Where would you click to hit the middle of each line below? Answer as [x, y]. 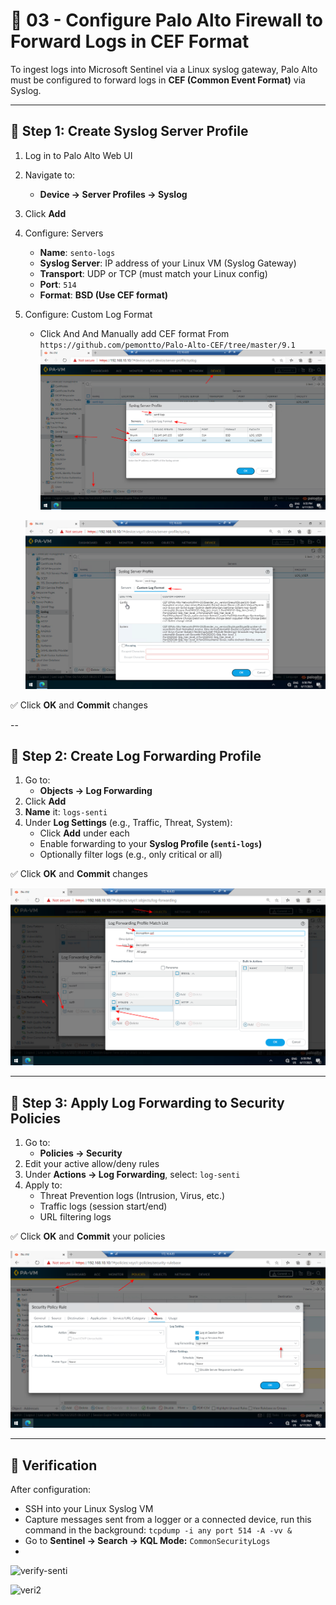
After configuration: [51, 1490]
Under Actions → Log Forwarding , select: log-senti [132, 1175]
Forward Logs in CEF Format [130, 41]
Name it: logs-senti [66, 812]
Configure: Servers [64, 233]
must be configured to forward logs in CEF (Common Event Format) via [158, 80]
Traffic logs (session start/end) [103, 1206]
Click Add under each [84, 833]
